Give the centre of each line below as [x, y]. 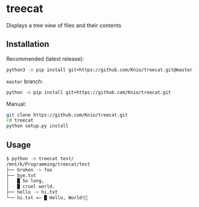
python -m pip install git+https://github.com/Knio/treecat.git [89, 92]
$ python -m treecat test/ [40, 158]
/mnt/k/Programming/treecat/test [48, 164]
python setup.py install [37, 126]
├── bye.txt [21, 175]
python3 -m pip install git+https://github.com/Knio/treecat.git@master [99, 70]
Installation [28, 44]
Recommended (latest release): [45, 58]
